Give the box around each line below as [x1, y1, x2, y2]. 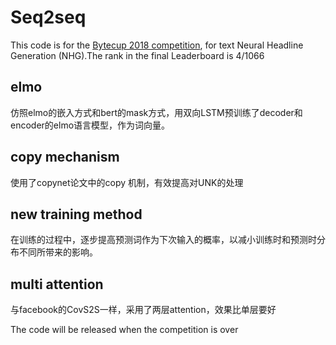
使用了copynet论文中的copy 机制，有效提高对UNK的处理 [10, 176, 244, 188]
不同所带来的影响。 [18, 246, 98, 258]
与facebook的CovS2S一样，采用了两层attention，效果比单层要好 [10, 304, 277, 316]
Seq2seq [10, 6, 87, 29]
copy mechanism [10, 149, 120, 166]
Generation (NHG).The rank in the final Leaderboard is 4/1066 [10, 49, 265, 61]
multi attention [10, 276, 104, 293]
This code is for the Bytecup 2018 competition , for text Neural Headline [10, 39, 304, 51]
